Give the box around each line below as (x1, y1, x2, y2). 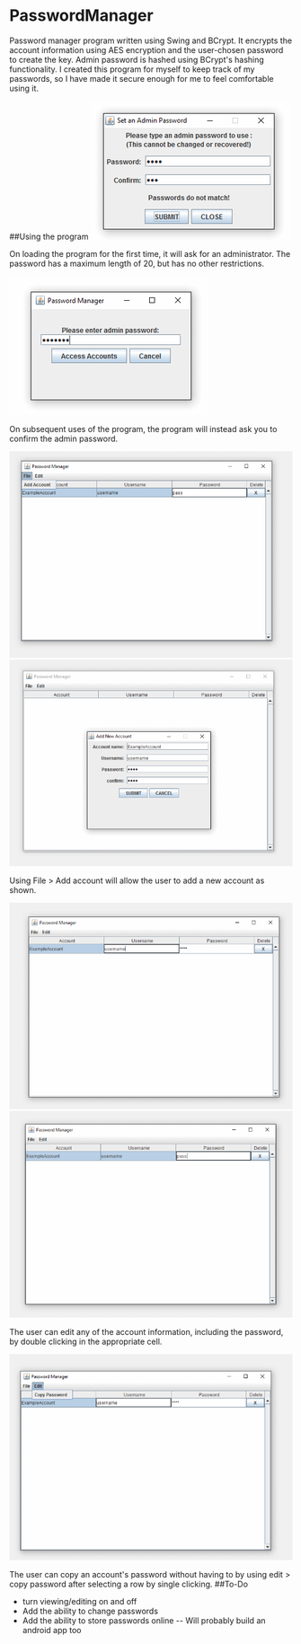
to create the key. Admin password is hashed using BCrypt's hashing (9, 54, 265, 65)
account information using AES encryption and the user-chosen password (9, 44, 284, 55)
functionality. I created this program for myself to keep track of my (9, 64, 255, 75)
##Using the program (9, 231, 89, 242)
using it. (9, 83, 39, 93)
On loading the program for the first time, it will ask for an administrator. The (9, 248, 291, 259)
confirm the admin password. (9, 433, 119, 444)
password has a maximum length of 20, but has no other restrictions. (9, 258, 265, 269)
